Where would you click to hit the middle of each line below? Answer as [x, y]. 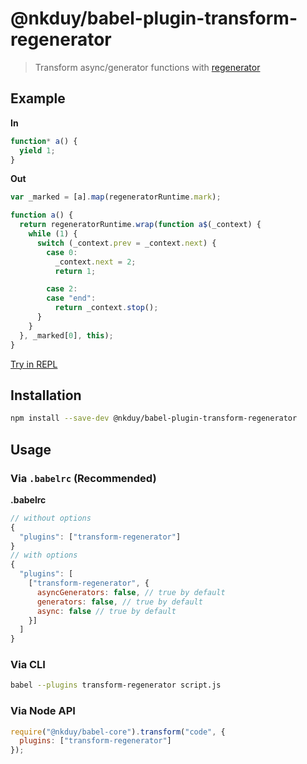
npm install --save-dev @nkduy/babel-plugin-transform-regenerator [154, 418]
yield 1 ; [37, 150]
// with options [44, 555]
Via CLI [28, 665]
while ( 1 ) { [53, 234]
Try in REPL [34, 364]
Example [38, 98]
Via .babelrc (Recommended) [83, 478]
